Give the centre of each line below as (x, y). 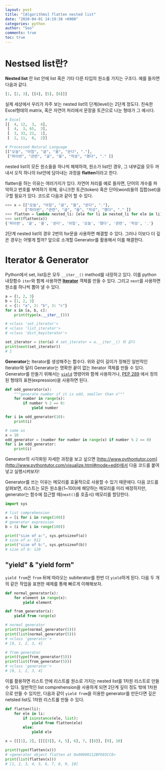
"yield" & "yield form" (40, 565)
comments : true (21, 33)
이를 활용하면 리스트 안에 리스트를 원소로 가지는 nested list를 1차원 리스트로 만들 (82, 681)
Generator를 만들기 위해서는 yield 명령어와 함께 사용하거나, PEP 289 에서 (77, 374)
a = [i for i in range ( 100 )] (35, 517)
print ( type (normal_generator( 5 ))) (41, 630)
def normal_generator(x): (32, 593)
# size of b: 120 (23, 549)
